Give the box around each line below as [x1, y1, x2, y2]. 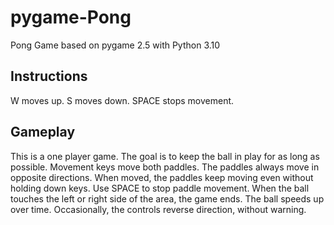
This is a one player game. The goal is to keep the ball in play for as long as [10, 150, 320, 162]
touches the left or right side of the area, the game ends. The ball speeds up [10, 192, 325, 205]
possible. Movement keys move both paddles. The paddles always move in [10, 161, 320, 173]
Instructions [10, 68, 88, 85]
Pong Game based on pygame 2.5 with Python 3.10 [10, 39, 221, 51]
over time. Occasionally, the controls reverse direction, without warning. [10, 203, 307, 215]
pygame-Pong [10, 6, 132, 29]
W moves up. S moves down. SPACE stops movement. [10, 94, 235, 106]
